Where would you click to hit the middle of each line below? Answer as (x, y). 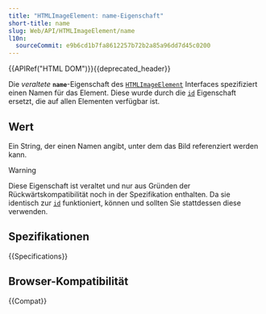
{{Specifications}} (38, 256)
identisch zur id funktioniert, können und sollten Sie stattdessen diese (125, 203)
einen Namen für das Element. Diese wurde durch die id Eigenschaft (122, 93)
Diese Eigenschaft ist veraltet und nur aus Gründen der (100, 185)
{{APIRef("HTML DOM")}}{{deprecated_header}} (89, 68)
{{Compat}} (27, 301)
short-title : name (39, 23)
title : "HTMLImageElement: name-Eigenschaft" (86, 16)
